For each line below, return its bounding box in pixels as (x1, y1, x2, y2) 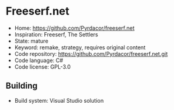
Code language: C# (14, 57, 64, 64)
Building (5, 81, 38, 91)
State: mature (14, 37, 49, 44)
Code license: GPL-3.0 (14, 63, 71, 70)
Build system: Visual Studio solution (14, 97, 104, 104)
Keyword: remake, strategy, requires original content (14, 44, 146, 51)
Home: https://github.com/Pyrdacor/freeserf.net (14, 24, 135, 32)
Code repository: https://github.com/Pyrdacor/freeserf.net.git (14, 50, 168, 57)
